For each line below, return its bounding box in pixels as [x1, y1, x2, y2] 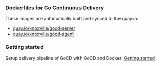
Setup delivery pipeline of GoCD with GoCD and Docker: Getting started [5, 55, 155, 61]
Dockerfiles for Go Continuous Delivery [5, 4, 104, 11]
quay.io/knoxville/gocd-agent [12, 31, 74, 37]
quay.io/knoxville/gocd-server [12, 25, 76, 31]
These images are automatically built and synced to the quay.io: [5, 16, 138, 22]
